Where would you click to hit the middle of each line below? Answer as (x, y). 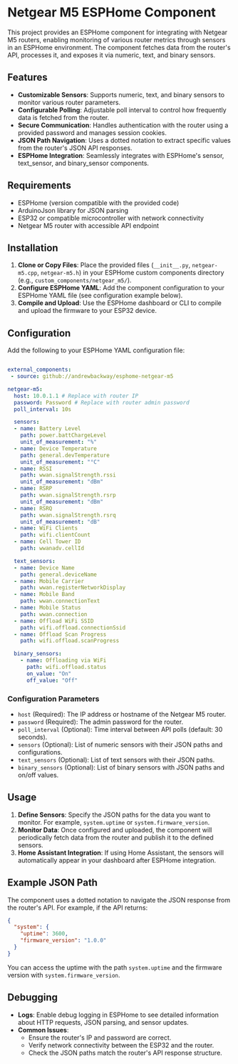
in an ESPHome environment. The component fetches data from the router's (119, 47)
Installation (33, 248)
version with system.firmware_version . (64, 975)
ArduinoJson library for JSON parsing (73, 210)
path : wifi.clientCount (56, 535)
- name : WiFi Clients (46, 528)
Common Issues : (43, 1030)
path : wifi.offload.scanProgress (70, 641)
